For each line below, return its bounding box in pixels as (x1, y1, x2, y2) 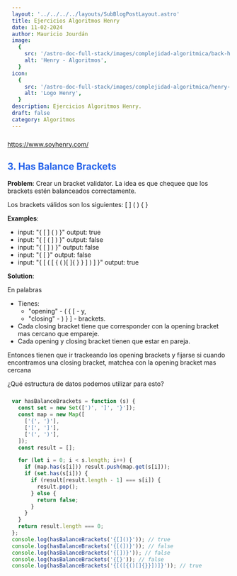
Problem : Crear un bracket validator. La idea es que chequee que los (7, 179, 209, 188)
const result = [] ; (18, 444, 76, 451)
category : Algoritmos (11, 116, 76, 123)
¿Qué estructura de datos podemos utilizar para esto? (7, 380, 164, 388)
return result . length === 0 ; (18, 523, 104, 530)
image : (11, 37, 31, 44)
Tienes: (17, 299, 40, 308)
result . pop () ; (37, 483, 79, 490)
